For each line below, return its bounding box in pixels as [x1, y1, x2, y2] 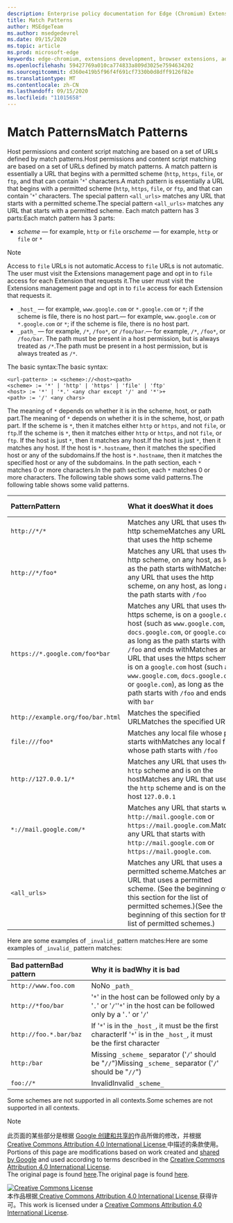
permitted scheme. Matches [127, 866, 217, 876]
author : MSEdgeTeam [7, 23, 64, 30]
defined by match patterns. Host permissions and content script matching [7, 155, 216, 163]
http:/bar [10, 1059, 43, 1067]
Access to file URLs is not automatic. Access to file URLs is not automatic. [7, 262, 224, 270]
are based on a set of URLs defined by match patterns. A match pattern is [7, 161, 218, 171]
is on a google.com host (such [127, 662, 223, 672]
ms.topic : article [7, 42, 60, 49]
